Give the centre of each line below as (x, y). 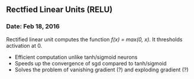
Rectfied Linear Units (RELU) (59, 10)
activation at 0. (24, 45)
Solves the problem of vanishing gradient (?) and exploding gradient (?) (101, 70)
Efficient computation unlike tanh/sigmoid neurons (76, 57)
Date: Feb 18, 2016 (33, 27)
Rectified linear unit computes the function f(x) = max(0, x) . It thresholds (94, 39)
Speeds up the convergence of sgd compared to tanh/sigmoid (90, 63)
